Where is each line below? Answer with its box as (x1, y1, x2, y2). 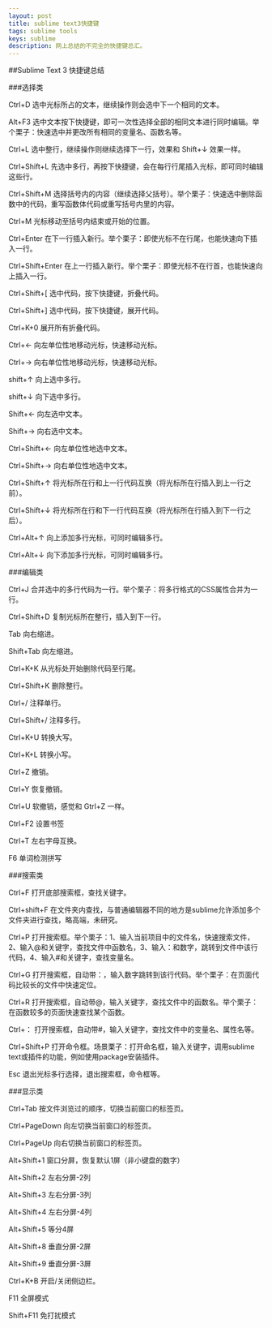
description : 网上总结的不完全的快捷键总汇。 (8, 42, 147, 50)
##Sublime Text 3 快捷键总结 (8, 66, 105, 75)
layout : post (8, 11, 53, 20)
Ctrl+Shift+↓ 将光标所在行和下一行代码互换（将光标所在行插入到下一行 (8, 505, 244, 515)
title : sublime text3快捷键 (8, 19, 100, 28)
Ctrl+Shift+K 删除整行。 (8, 681, 87, 690)
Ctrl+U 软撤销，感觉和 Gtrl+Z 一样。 (8, 802, 130, 811)
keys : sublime (8, 34, 57, 43)
